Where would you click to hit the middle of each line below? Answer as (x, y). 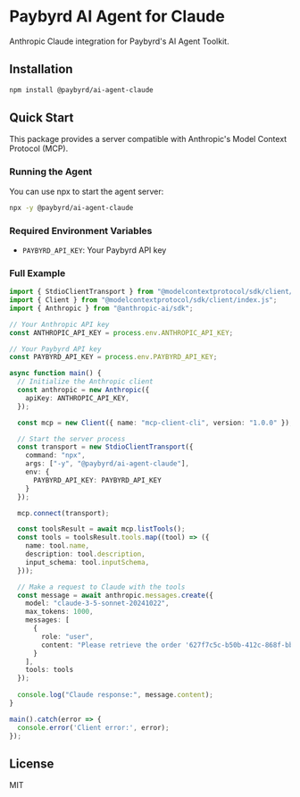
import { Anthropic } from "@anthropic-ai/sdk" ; (101, 308)
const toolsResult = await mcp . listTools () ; (101, 529)
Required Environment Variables (81, 231)
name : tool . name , (58, 546)
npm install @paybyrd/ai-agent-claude (81, 90)
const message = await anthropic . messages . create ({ (116, 595)
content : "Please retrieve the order (111, 645)
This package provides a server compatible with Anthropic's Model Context (148, 139)
